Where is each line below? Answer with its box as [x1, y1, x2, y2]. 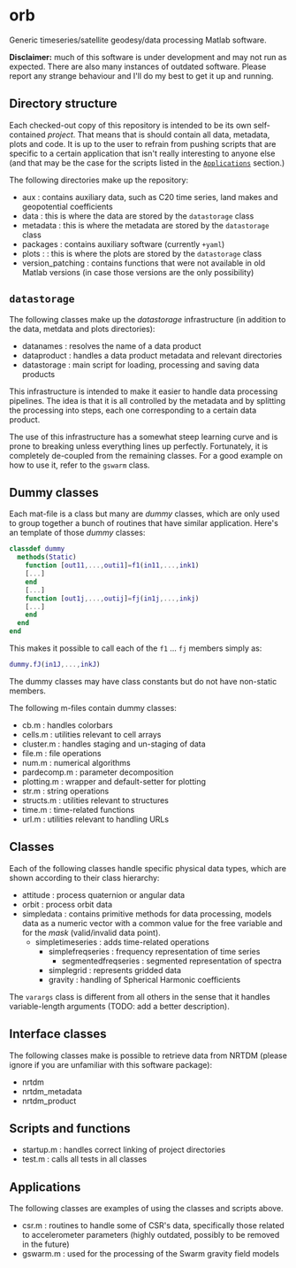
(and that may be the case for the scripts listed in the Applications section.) [9, 157, 285, 168]
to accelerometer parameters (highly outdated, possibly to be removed [21, 1230, 280, 1241]
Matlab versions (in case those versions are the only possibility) [21, 267, 254, 277]
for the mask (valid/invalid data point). [21, 927, 161, 938]
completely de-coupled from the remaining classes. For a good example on [9, 450, 283, 460]
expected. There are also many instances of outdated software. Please [9, 61, 267, 72]
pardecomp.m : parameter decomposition [21, 767, 174, 777]
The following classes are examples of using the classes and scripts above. [9, 1203, 285, 1214]
